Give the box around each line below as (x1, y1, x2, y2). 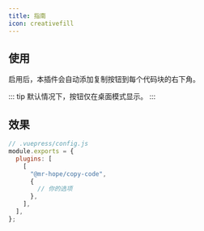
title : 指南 (8, 11, 46, 20)
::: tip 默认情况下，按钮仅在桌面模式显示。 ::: (8, 92, 156, 101)
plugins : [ (15, 155, 53, 163)
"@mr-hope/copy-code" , (29, 169, 107, 178)
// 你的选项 (37, 185, 73, 193)
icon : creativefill (8, 19, 74, 28)
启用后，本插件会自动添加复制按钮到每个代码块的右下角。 (8, 75, 200, 84)
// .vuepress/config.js (8, 139, 89, 148)
